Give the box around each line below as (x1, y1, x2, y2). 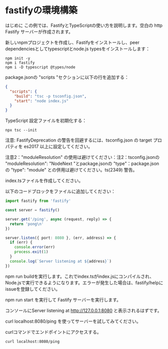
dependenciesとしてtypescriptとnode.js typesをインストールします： (5, 46, 150, 52)
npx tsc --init (5, 127, 37, 133)
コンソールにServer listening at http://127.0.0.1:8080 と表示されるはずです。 (5, 307, 162, 314)
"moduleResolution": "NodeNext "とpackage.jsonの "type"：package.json (5, 160, 159, 167)
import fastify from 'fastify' (5, 198, 71, 204)
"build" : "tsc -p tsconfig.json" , (14, 94, 87, 99)
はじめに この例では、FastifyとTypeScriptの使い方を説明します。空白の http (5, 22, 163, 28)
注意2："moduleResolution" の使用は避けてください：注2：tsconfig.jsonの (5, 154, 160, 160)
